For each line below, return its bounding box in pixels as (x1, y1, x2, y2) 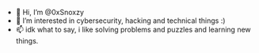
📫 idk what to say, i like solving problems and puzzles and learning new (15, 25, 251, 34)
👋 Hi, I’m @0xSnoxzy (15, 8, 85, 17)
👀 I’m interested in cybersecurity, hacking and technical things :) (15, 16, 226, 25)
